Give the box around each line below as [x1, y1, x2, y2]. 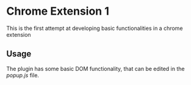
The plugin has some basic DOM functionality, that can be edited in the [6, 65, 185, 72]
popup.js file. [6, 72, 40, 79]
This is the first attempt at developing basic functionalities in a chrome [6, 24, 183, 32]
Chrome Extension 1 [6, 4, 110, 18]
